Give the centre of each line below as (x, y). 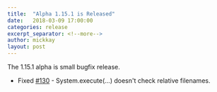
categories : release (38, 27)
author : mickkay (31, 40)
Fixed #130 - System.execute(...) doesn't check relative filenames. (114, 81)
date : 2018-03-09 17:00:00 (50, 21)
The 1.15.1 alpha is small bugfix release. (64, 67)
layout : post (27, 47)
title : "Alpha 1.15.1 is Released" (61, 14)
